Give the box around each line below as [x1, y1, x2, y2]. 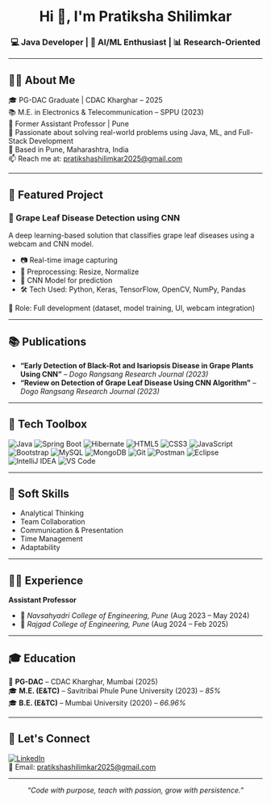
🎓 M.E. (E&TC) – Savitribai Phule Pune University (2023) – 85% [8, 686, 221, 696]
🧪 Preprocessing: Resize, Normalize [19, 267, 140, 276]
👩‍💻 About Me [8, 73, 76, 87]
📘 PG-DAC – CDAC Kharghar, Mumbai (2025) [8, 677, 159, 687]
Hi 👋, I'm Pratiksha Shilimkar [39, 7, 232, 26]
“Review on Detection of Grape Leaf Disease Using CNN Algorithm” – [19, 377, 256, 387]
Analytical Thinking [19, 508, 85, 518]
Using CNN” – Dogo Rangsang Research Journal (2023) [19, 369, 209, 379]
